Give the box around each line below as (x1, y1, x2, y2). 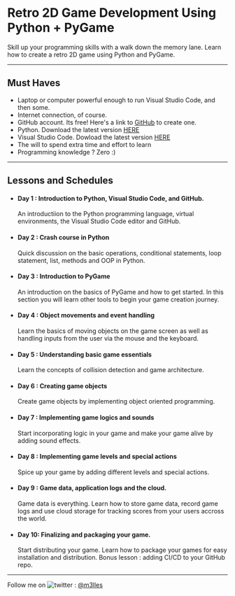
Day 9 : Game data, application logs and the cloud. (17, 484, 166, 492)
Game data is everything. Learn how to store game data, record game (17, 499, 218, 508)
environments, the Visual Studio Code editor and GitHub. (17, 217, 181, 225)
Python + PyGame (7, 20, 115, 36)
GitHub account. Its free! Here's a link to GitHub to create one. (17, 118, 197, 127)
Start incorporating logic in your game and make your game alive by (17, 429, 213, 437)
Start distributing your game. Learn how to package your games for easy (17, 546, 227, 554)
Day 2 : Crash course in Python (17, 233, 110, 241)
